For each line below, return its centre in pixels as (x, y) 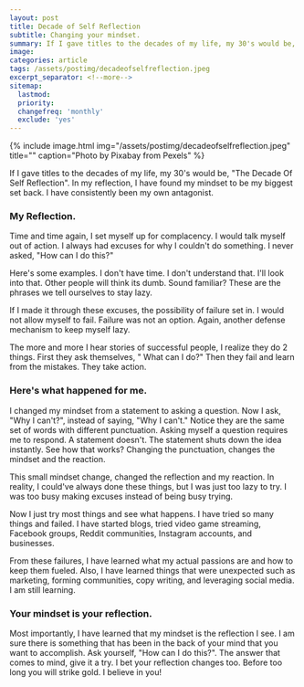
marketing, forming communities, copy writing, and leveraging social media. (152, 580)
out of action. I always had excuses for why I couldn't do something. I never (152, 246)
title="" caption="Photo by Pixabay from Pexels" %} (107, 155)
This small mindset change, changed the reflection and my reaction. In (142, 477)
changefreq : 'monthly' (61, 111)
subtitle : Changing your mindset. (75, 35)
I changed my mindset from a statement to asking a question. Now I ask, (145, 410)
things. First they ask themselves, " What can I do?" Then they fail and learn (152, 357)
